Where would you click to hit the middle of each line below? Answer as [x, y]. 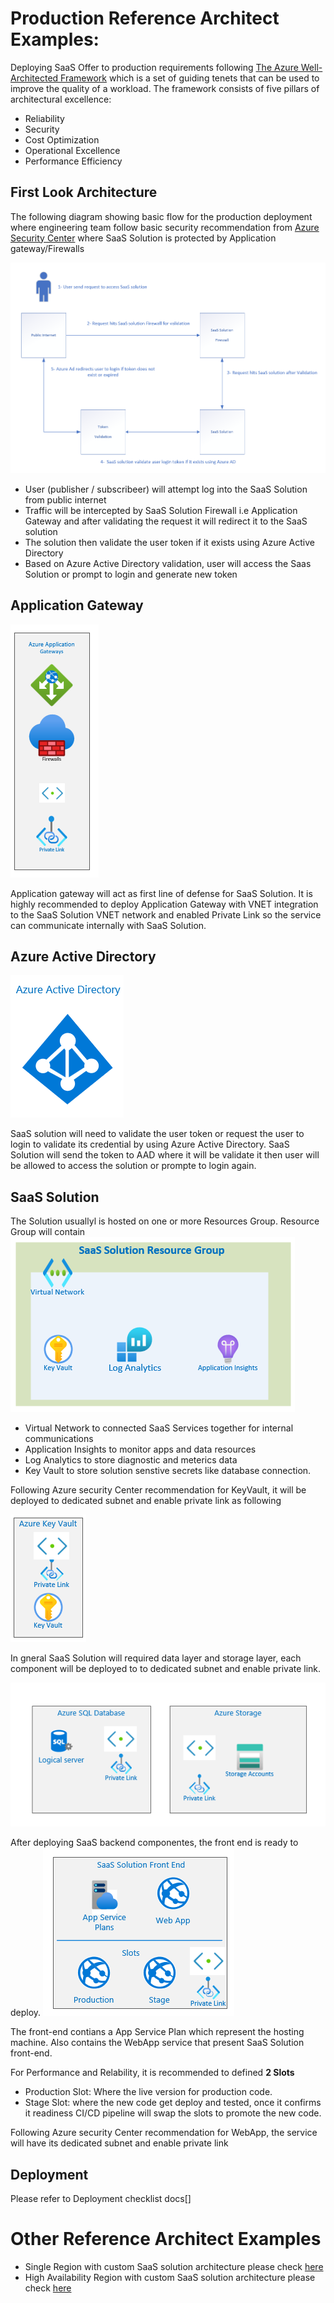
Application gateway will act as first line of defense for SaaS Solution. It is [161, 893]
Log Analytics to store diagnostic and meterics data [131, 1460]
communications [59, 1439]
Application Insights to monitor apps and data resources [140, 1449]
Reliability [44, 118]
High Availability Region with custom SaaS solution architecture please [170, 2278]
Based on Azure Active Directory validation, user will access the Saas [168, 563]
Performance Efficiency [73, 161]
